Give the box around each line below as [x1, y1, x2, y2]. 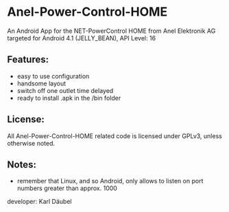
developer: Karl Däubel [7, 198, 72, 206]
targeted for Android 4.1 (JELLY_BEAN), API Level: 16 [7, 34, 156, 42]
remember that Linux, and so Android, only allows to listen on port [16, 177, 204, 185]
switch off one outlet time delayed [16, 86, 114, 94]
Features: [7, 54, 49, 66]
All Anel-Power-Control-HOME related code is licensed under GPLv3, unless [7, 131, 223, 140]
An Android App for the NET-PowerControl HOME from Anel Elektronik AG [7, 27, 216, 35]
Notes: [7, 159, 36, 170]
